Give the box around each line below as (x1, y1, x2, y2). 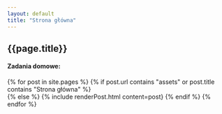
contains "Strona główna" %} (7, 85, 91, 94)
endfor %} (7, 100, 37, 108)
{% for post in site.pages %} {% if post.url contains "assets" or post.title (7, 78, 215, 86)
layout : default (7, 10, 54, 17)
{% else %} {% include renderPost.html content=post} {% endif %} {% (7, 92, 212, 101)
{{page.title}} (7, 43, 68, 55)
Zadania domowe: (7, 62, 61, 71)
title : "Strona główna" (7, 17, 77, 24)
